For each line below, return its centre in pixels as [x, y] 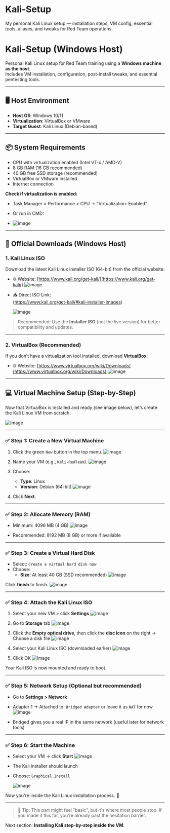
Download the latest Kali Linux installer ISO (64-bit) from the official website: [85, 269]
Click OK [22, 658]
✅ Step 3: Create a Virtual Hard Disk [50, 553]
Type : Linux [33, 481]
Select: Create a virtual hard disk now [54, 564]
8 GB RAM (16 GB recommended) [47, 168]
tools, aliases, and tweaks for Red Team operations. [59, 28]
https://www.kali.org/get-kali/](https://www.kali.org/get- [97, 279]
